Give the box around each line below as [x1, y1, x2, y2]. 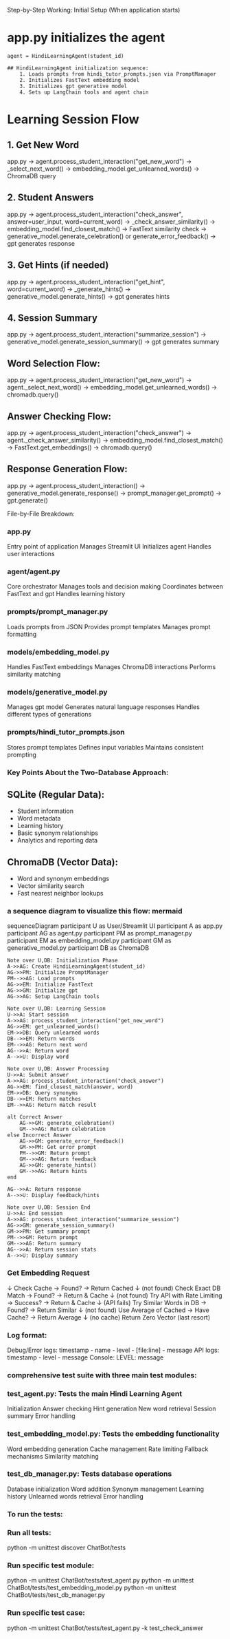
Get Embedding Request [7, 1268, 90, 1278]
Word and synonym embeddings [16, 874, 110, 883]
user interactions [7, 550, 55, 558]
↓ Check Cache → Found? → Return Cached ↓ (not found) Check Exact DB [7, 1284, 221, 1292]
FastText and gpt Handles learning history [7, 590, 126, 598]
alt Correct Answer [7, 1114, 63, 1121]
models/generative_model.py [7, 687, 108, 697]
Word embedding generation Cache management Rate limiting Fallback [7, 1445, 209, 1453]
